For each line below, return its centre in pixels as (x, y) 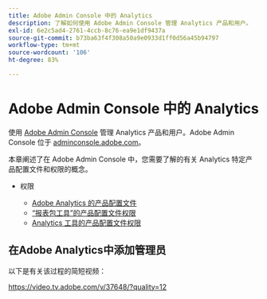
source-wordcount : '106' (49, 52)
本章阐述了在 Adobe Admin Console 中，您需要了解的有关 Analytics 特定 (127, 159)
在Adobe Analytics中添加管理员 (87, 250)
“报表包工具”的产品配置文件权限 (84, 212)
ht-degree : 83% (33, 60)
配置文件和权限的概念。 (53, 169)
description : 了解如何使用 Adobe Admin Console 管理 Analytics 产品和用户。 (130, 23)
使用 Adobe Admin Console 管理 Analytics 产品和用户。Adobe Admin (122, 132)
